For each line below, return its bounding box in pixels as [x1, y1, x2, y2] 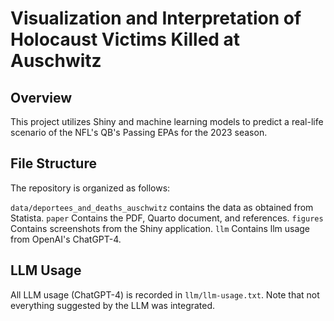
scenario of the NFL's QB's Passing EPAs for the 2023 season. [10, 127, 268, 138]
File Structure [10, 155, 97, 172]
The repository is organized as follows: [10, 182, 171, 194]
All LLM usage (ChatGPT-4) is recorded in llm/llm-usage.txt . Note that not [10, 288, 320, 301]
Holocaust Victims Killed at [10, 28, 241, 51]
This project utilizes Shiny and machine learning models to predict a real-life [10, 116, 324, 127]
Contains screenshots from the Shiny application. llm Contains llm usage [10, 222, 311, 234]
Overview [10, 89, 73, 106]
